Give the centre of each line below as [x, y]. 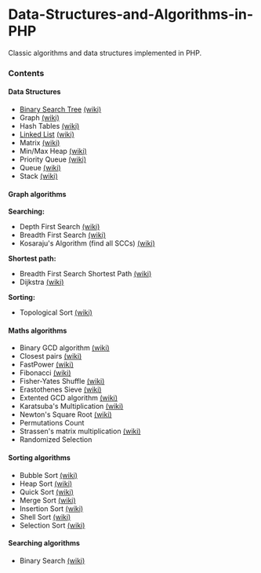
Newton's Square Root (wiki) [65, 414]
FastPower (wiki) [47, 365]
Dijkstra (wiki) [42, 282]
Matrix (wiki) [40, 143]
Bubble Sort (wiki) [49, 475]
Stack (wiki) [39, 176]
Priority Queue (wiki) [53, 159]
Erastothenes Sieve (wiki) [60, 389]
